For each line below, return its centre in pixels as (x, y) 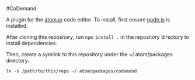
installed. (17, 26)
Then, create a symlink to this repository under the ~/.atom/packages (90, 54)
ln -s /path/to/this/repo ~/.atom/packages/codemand (72, 71)
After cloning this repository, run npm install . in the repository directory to (98, 37)
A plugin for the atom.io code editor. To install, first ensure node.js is (88, 19)
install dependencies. (32, 43)
